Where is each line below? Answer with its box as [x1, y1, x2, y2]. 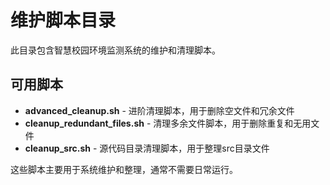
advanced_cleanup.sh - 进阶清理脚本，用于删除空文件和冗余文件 [24, 104, 295, 116]
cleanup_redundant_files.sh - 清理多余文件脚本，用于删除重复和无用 [24, 117, 312, 129]
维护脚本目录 [10, 9, 117, 32]
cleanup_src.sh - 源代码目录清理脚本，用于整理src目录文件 [24, 142, 270, 154]
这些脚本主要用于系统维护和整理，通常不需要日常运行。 [10, 163, 238, 175]
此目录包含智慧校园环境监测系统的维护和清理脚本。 [10, 44, 221, 56]
